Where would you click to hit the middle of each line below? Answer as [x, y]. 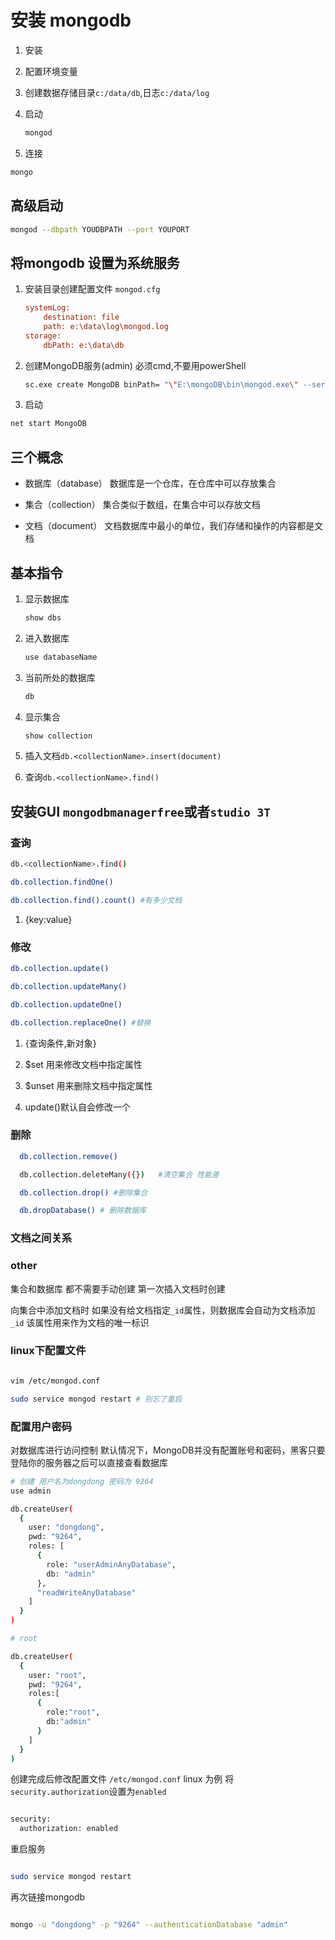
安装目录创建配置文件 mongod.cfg [92, 289]
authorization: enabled [68, 1829]
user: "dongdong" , [66, 1527]
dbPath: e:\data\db [84, 345]
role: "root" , [73, 1712]
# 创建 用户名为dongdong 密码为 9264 [82, 1481]
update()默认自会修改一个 [77, 1107]
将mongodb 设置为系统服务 [95, 262]
